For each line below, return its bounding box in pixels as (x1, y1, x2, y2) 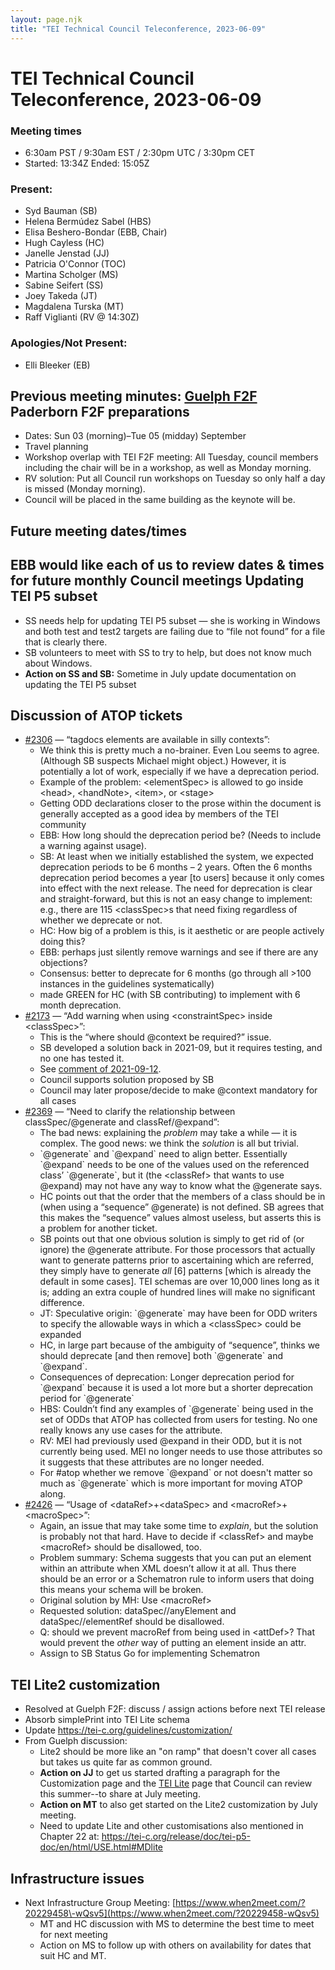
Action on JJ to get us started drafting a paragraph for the (39, 1767, 281, 1779)
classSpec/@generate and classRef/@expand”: (24, 1116, 220, 1128)
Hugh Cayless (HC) (24, 237, 105, 249)
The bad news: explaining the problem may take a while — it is (39, 1127, 298, 1139)
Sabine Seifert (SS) (24, 279, 104, 291)
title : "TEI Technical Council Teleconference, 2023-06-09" (10, 24, 267, 34)
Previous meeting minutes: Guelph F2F (10, 387, 258, 405)
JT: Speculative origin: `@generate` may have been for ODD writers (39, 1307, 318, 1320)
